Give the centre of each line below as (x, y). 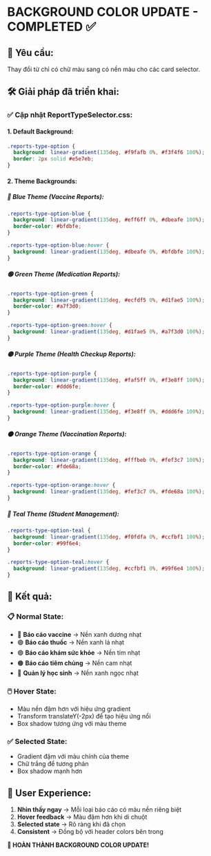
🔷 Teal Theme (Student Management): (63, 514)
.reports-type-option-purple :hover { (61, 405)
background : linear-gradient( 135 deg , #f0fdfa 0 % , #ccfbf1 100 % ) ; (109, 537)
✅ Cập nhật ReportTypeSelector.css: (70, 115)
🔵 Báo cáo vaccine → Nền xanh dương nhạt (79, 634)
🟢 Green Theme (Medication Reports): (64, 275)
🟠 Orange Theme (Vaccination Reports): (67, 434)
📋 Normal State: (36, 617)
